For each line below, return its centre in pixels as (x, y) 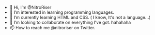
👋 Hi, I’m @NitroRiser (31, 7)
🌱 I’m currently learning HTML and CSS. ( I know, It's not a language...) (80, 17)
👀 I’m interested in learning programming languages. (62, 12)
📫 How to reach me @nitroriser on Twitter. (52, 28)
